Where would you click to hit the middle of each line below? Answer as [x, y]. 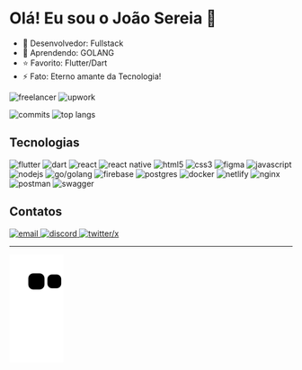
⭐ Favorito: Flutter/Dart [65, 63]
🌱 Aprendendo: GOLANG [68, 52]
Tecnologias [44, 143]
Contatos [36, 211]
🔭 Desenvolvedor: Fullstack [73, 43]
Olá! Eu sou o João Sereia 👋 [113, 18]
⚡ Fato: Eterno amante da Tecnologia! [92, 76]
